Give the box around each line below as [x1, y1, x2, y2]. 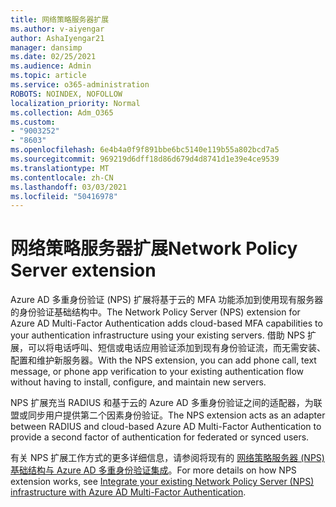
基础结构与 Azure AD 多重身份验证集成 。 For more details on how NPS [10, 464, 297, 476]
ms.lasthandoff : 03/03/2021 [10, 182, 128, 192]
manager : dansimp [10, 42, 83, 53]
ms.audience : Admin [10, 61, 92, 71]
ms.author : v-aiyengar [10, 24, 105, 34]
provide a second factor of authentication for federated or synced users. [10, 431, 310, 443]
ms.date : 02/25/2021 [10, 52, 97, 62]
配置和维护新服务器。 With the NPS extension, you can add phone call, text [10, 354, 317, 366]
